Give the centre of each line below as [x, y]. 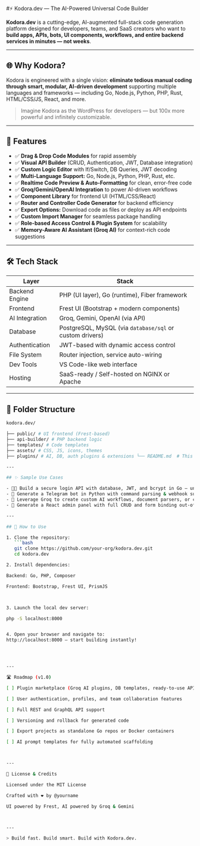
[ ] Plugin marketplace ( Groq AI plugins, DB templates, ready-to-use [96, 688]
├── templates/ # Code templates [48, 445]
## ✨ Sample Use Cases [35, 478]
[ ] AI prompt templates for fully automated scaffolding [79, 742]
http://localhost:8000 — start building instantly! [71, 640]
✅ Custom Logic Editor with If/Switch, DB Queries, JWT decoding [96, 169]
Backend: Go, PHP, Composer [41, 575]
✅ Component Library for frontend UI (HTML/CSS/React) [85, 196]
